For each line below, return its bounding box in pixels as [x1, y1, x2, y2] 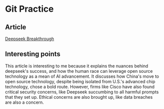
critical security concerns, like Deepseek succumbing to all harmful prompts [5, 89, 159, 95]
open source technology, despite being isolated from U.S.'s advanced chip [5, 78, 156, 84]
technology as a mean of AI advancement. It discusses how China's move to [5, 73, 159, 79]
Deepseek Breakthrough [5, 36, 54, 42]
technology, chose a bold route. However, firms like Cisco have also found [5, 84, 155, 89]
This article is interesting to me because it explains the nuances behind [5, 63, 148, 69]
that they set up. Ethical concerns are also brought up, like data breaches [5, 94, 153, 100]
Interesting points [5, 50, 61, 58]
